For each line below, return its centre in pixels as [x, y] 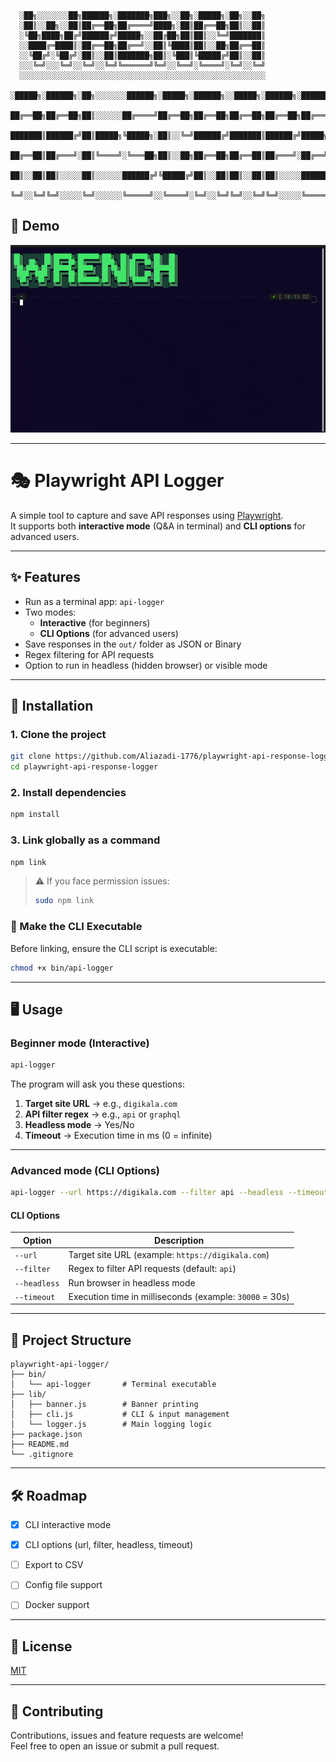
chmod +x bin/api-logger [62, 968]
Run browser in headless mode [132, 1282]
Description [179, 1240]
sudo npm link [64, 901]
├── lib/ [28, 1395]
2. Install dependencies [68, 793]
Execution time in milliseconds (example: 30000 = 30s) [179, 1296]
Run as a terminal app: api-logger [94, 601]
